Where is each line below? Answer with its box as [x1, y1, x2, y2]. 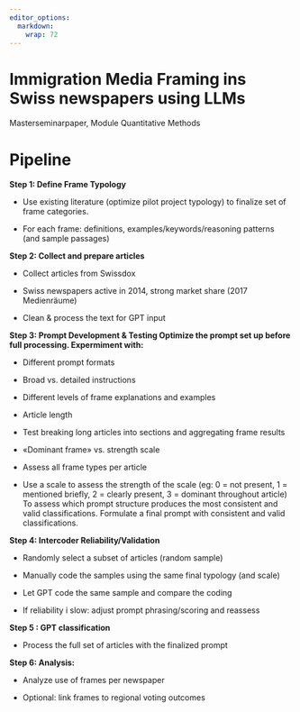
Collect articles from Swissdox [22, 268, 136, 279]
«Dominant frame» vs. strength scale [22, 444, 160, 455]
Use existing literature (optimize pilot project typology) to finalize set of [22, 196, 286, 207]
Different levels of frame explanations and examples [22, 392, 216, 403]
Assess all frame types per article [22, 461, 147, 473]
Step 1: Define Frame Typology [9, 179, 126, 190]
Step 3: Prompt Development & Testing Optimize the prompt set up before [9, 330, 291, 341]
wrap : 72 [25, 30, 59, 39]
